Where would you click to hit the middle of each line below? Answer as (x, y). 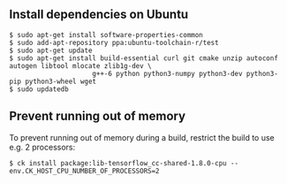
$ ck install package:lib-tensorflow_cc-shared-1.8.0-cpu (118, 163)
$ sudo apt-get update (51, 50)
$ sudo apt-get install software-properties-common (106, 34)
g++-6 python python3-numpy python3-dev (167, 73)
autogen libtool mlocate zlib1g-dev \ (80, 65)
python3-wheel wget (61, 81)
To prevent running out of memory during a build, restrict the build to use (142, 137)
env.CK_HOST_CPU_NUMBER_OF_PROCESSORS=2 (85, 171)
